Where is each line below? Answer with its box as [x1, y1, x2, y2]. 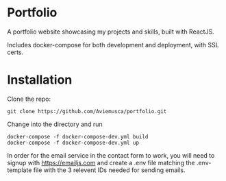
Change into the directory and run [7, 120, 103, 128]
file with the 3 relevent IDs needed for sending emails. [33, 166, 186, 174]
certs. [7, 48, 24, 56]
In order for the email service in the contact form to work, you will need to [7, 151, 215, 159]
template [7, 166, 32, 174]
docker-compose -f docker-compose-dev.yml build [7, 133, 149, 140]
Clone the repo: [7, 95, 51, 103]
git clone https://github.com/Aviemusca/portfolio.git [7, 108, 167, 114]
